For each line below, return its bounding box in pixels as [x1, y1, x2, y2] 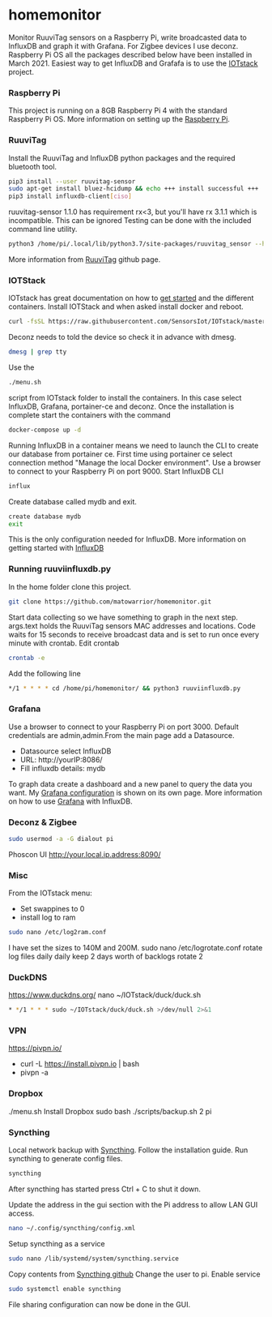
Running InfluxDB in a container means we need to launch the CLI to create [8, 440, 259, 450]
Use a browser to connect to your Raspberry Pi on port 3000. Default [8, 722, 239, 731]
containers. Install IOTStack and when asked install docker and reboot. [8, 302, 244, 311]
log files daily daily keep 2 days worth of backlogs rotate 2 [8, 951, 204, 962]
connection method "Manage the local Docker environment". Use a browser [8, 457, 261, 467]
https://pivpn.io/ [8, 1044, 62, 1053]
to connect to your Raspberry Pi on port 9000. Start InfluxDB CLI [8, 466, 224, 476]
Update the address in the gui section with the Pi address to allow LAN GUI [8, 1199, 258, 1209]
